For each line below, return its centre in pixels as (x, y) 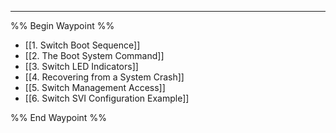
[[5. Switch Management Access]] (95, 87)
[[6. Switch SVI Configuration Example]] (107, 98)
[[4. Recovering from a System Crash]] (104, 77)
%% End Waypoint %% (58, 117)
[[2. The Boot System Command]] (94, 55)
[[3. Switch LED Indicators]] (81, 66)
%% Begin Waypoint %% (62, 25)
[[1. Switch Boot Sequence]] (82, 45)
